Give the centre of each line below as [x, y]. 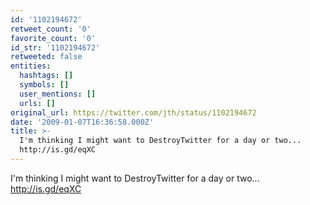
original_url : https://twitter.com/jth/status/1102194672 [133, 112]
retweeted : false [46, 57]
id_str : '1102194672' [55, 47]
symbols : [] [44, 85]
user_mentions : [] [58, 94]
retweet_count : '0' [51, 29]
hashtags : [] [46, 76]
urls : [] [37, 103]
